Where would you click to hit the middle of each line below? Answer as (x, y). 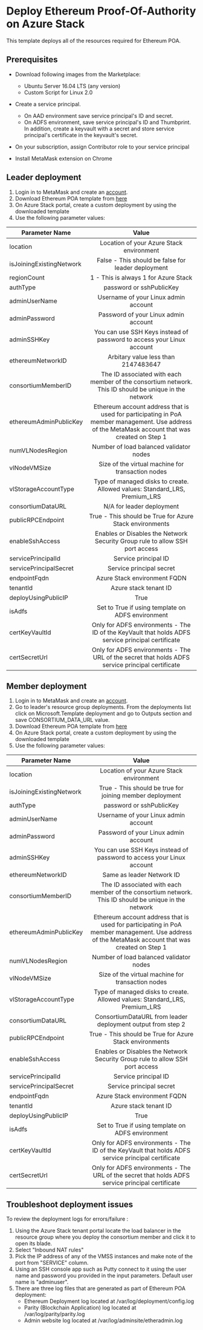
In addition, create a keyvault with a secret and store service (99, 129)
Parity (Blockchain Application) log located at (80, 1308)
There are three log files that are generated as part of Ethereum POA (100, 1288)
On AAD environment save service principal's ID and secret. (98, 115)
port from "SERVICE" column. (52, 1263)
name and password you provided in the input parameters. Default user (104, 1276)
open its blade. (34, 1244)
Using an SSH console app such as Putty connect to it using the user (101, 1269)
